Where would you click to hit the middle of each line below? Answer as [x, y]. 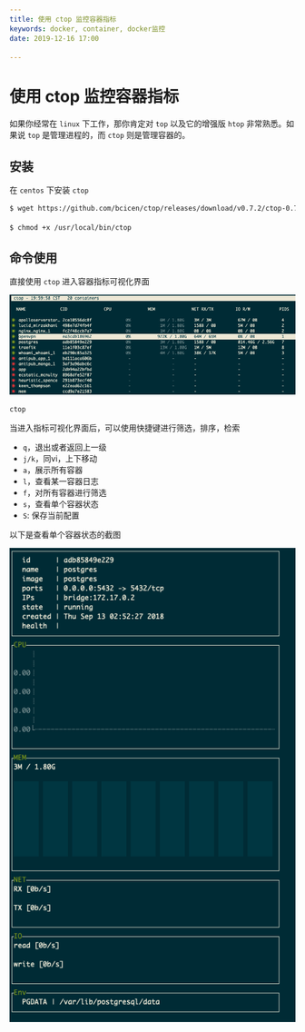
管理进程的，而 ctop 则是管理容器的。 [120, 135]
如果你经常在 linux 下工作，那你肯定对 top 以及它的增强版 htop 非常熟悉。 [148, 124]
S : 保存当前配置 [51, 516]
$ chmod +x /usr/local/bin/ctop [70, 227]
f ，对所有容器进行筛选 [64, 493]
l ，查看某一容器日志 [60, 481]
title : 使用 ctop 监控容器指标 [63, 19]
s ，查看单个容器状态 [60, 504]
